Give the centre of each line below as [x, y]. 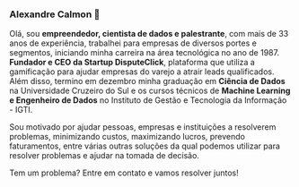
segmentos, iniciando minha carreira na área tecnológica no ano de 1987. [145, 53]
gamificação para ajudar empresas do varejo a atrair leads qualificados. [142, 72]
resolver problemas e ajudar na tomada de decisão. [105, 156]
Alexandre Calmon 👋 [55, 14]
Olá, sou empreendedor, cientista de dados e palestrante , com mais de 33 [149, 34]
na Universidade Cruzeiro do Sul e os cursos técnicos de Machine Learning [150, 91]
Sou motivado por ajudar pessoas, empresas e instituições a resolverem [143, 127]
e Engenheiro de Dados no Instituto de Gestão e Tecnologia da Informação [148, 100]
